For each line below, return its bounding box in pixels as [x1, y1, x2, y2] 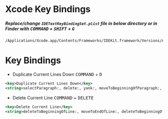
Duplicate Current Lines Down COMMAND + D [12, 71, 102, 77]
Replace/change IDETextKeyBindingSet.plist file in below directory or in [5, 20, 157, 26]
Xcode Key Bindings [5, 3, 91, 15]
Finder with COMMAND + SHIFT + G [5, 25, 75, 31]
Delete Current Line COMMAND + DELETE [12, 94, 94, 100]
